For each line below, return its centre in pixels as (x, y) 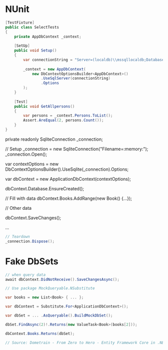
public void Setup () (35, 51)
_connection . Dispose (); (30, 241)
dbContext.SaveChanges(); (33, 218)
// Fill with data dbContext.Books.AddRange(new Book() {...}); (69, 198)
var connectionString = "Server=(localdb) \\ (70, 60)
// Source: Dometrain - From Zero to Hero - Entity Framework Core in (80, 342)
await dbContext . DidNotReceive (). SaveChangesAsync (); (62, 279)
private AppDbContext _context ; (48, 37)
